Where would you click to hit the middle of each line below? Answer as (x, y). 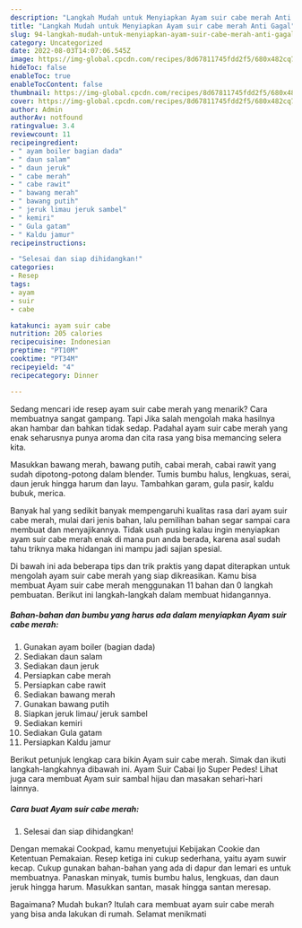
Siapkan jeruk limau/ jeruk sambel (86, 714)
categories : (32, 267)
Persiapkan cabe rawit (65, 685)
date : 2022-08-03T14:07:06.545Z (70, 51)
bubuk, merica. (38, 493)
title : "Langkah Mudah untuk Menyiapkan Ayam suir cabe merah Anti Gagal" (153, 26)
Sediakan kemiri (53, 723)
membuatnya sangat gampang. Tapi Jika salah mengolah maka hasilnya (143, 418)
